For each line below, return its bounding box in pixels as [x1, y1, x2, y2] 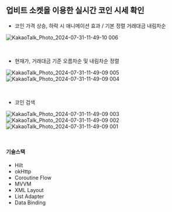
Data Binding [14, 199, 46, 206]
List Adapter [14, 193, 44, 200]
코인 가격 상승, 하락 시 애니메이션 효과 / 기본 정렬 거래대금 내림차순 [14, 22, 166, 29]
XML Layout [14, 187, 44, 194]
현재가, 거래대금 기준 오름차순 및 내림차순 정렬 [14, 57, 120, 64]
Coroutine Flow [14, 175, 51, 182]
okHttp [14, 168, 32, 175]
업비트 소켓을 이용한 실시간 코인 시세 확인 [6, 5, 145, 16]
